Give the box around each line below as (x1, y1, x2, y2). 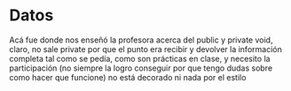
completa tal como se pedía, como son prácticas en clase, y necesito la (9, 53, 271, 64)
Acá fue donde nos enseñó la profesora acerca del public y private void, (9, 34, 273, 45)
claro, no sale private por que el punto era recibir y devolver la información (9, 43, 282, 54)
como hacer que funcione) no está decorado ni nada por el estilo (9, 72, 247, 82)
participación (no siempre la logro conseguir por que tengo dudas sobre (9, 63, 273, 73)
